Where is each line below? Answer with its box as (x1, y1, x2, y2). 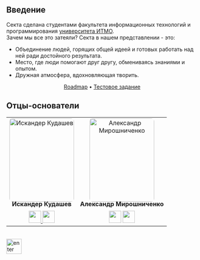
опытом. (15, 65, 38, 72)
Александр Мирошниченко (80, 199, 164, 208)
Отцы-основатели (6, 101, 80, 111)
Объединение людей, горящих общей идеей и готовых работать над (15, 45, 194, 53)
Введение (6, 5, 46, 15)
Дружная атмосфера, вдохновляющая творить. (15, 71, 139, 78)
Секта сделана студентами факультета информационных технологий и (6, 21, 191, 28)
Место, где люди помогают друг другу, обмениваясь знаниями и (15, 58, 185, 65)
